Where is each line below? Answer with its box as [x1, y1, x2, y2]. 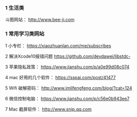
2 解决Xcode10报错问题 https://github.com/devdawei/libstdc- [5, 53, 131, 59]
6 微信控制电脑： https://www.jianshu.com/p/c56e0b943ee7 [5, 96, 130, 102]
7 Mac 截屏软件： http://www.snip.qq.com [5, 106, 92, 112]
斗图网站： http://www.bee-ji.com [5, 16, 75, 23]
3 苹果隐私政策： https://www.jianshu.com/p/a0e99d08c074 [5, 64, 130, 70]
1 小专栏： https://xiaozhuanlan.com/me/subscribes [5, 42, 111, 48]
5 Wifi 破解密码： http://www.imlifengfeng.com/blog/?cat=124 [5, 85, 133, 91]
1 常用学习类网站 [5, 30, 45, 37]
